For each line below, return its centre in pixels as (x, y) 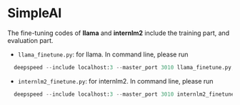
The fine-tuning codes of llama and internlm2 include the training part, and (119, 33)
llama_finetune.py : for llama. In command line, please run (103, 54)
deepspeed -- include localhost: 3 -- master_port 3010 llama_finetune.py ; (124, 67)
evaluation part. (30, 40)
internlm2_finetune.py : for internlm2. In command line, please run (115, 81)
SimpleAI (35, 13)
